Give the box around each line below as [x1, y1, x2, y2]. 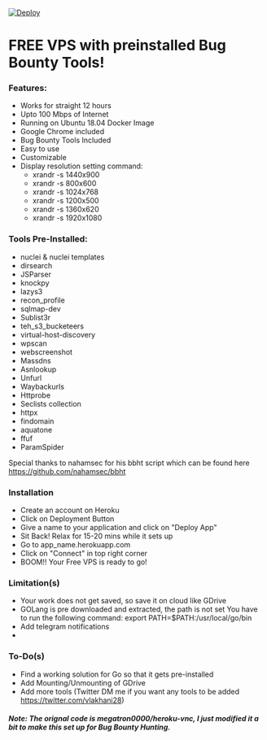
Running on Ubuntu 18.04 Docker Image [20, 118, 155, 128]
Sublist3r [20, 312, 51, 322]
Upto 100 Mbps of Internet [20, 110, 109, 120]
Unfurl [20, 372, 42, 382]
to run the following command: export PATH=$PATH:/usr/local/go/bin [20, 613, 252, 623]
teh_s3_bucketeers [20, 321, 84, 331]
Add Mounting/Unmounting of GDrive [20, 677, 147, 687]
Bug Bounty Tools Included [20, 135, 112, 146]
